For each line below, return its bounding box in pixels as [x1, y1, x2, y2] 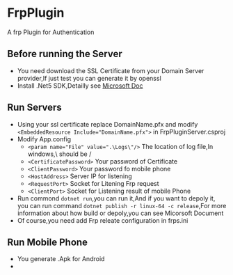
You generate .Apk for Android [17, 255, 105, 263]
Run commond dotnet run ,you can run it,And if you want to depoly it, [17, 194, 216, 203]
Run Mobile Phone [7, 236, 88, 248]
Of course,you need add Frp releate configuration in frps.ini [17, 216, 188, 224]
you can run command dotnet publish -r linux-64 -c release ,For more [17, 201, 227, 210]
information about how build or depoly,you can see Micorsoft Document [17, 209, 224, 217]
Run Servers [7, 102, 63, 113]
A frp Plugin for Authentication [7, 28, 95, 36]
